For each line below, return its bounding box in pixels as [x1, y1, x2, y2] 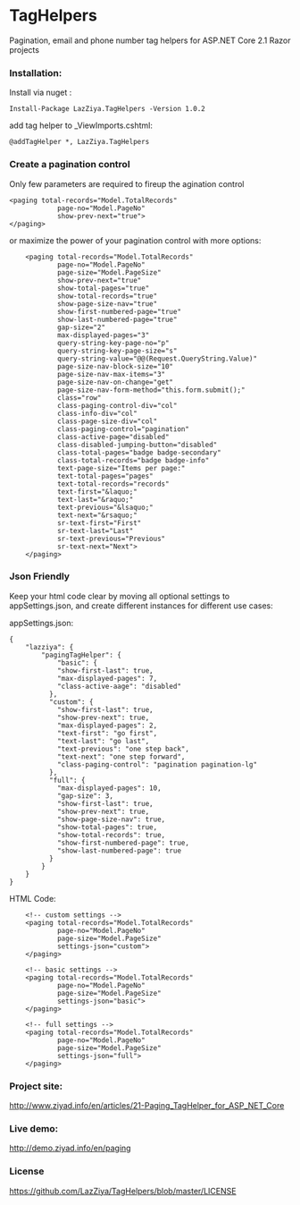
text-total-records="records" [56, 479, 170, 488]
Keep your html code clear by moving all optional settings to [9, 590, 230, 601]
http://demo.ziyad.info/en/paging [9, 1142, 131, 1154]
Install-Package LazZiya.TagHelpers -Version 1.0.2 [9, 105, 205, 114]
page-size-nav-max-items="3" [56, 369, 166, 378]
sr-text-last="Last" [56, 526, 134, 535]
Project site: [9, 1080, 63, 1092]
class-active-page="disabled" [56, 432, 170, 441]
